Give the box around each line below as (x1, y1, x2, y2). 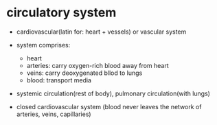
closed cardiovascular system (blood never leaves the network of (16, 102, 202, 111)
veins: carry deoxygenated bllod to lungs (26, 69, 143, 77)
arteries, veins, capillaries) (16, 110, 91, 118)
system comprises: (16, 41, 71, 49)
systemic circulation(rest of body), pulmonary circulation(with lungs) (16, 89, 211, 98)
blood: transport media (26, 76, 92, 84)
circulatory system (6, 5, 117, 21)
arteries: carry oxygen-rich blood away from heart (26, 61, 169, 69)
